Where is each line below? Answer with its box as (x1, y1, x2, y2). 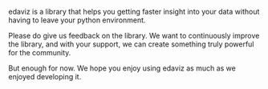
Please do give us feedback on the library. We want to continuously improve (8, 31, 260, 40)
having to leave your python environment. (8, 15, 146, 25)
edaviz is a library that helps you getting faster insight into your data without (8, 7, 260, 16)
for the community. (8, 48, 71, 57)
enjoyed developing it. (8, 72, 82, 81)
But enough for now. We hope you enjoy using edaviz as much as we (8, 63, 237, 73)
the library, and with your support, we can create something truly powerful (8, 39, 254, 49)
